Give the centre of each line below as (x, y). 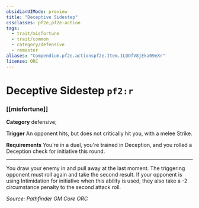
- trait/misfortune (36, 34)
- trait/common (30, 39)
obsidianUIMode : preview (37, 12)
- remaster (25, 50)
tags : (13, 28)
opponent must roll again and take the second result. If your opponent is (94, 174)
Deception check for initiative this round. (56, 151)
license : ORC (22, 61)
